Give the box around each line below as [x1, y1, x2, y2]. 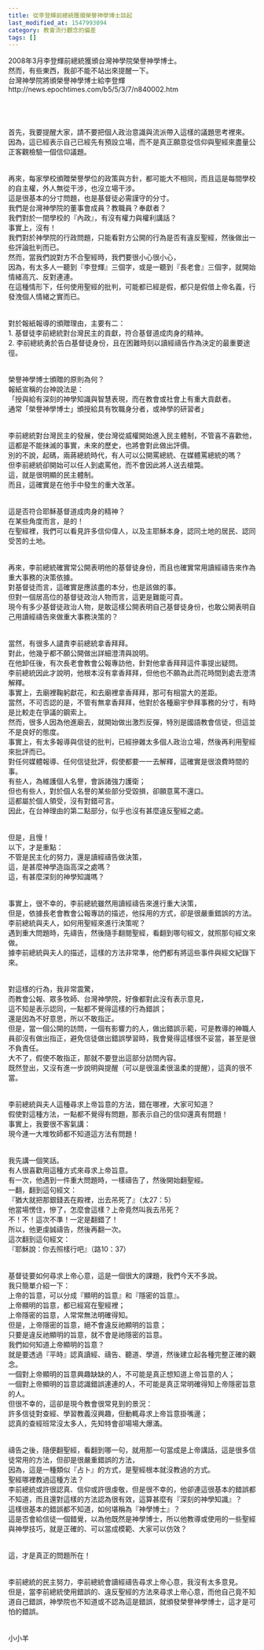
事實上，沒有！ [8, 223, 57, 232]
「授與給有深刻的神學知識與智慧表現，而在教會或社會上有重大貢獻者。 [8, 395, 236, 404]
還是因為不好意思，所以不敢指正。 [8, 1014, 119, 1024]
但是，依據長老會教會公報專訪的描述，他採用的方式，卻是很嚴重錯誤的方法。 [8, 909, 256, 918]
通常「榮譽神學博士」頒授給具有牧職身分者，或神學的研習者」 [8, 404, 208, 414]
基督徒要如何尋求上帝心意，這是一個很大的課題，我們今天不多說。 [8, 1271, 222, 1280]
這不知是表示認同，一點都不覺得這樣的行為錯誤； [8, 1004, 167, 1013]
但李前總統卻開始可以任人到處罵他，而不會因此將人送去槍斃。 [8, 460, 208, 470]
